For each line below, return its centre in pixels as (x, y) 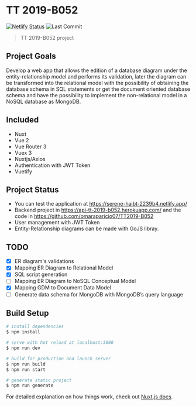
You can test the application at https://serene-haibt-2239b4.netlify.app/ (101, 204)
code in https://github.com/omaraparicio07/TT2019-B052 (84, 216)
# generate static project (39, 380)
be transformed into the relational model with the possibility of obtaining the (97, 83)
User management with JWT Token (57, 223)
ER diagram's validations (44, 261)
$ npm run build (26, 364)
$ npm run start (26, 370)
